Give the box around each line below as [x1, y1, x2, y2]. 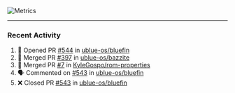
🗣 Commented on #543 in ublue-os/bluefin [17, 69, 144, 77]
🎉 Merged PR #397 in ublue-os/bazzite [17, 53, 130, 62]
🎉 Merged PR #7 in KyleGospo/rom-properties [17, 61, 150, 69]
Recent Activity [7, 30, 62, 40]
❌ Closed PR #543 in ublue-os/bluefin [17, 78, 127, 87]
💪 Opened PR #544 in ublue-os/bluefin [17, 46, 130, 55]
